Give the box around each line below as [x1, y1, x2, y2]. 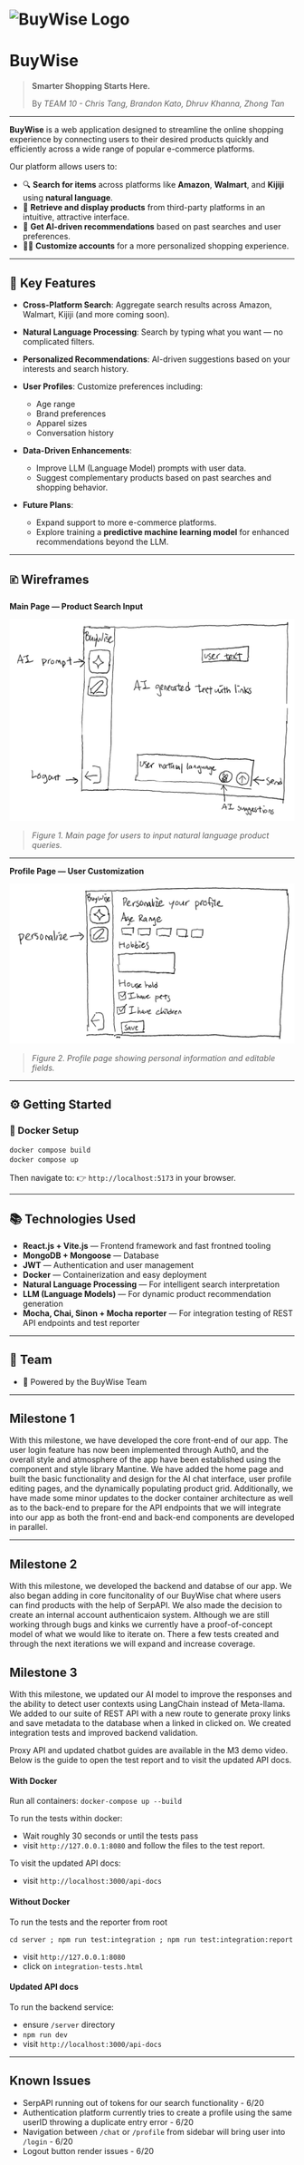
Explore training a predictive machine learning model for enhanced [35, 526, 290, 537]
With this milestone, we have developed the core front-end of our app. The [9, 1435, 289, 1446]
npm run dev [22, 2030, 68, 2040]
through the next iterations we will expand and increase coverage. [9, 1638, 256, 1650]
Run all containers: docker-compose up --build [9, 1796, 183, 1807]
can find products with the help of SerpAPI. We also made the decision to [9, 1600, 282, 1611]
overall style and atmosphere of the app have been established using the [9, 1454, 281, 1465]
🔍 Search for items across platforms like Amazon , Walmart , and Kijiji [22, 180, 285, 190]
